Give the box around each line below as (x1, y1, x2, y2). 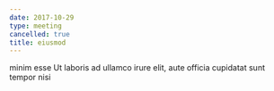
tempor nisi (9, 72, 51, 83)
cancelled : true (9, 29, 70, 38)
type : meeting (9, 21, 63, 30)
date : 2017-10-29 (9, 12, 75, 22)
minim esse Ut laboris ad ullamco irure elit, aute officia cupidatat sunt (9, 62, 265, 73)
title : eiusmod (9, 37, 66, 47)
